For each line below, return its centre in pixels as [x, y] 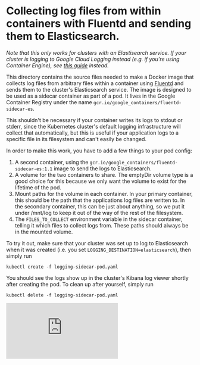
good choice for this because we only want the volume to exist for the [100, 181]
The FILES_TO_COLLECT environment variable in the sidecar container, [99, 219]
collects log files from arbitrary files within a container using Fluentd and [95, 83]
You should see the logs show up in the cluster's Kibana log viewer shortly [97, 277]
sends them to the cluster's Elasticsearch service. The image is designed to [99, 89]
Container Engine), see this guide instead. [57, 65]
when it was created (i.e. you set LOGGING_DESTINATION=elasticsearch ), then [99, 249]
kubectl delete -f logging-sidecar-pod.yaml [62, 295]
